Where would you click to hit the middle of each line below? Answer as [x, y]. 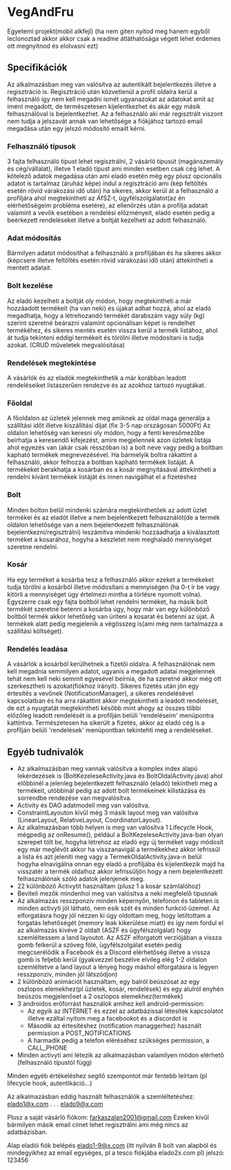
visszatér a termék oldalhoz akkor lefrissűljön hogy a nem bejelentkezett [120, 871]
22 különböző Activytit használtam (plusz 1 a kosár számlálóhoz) [109, 886]
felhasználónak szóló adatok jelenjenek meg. [81, 878]
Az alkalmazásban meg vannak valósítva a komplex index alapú [107, 768]
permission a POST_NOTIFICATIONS [79, 1033]
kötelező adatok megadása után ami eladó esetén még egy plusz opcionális [114, 176]
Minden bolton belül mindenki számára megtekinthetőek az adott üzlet [107, 510]
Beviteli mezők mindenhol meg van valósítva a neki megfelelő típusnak [118, 893]
